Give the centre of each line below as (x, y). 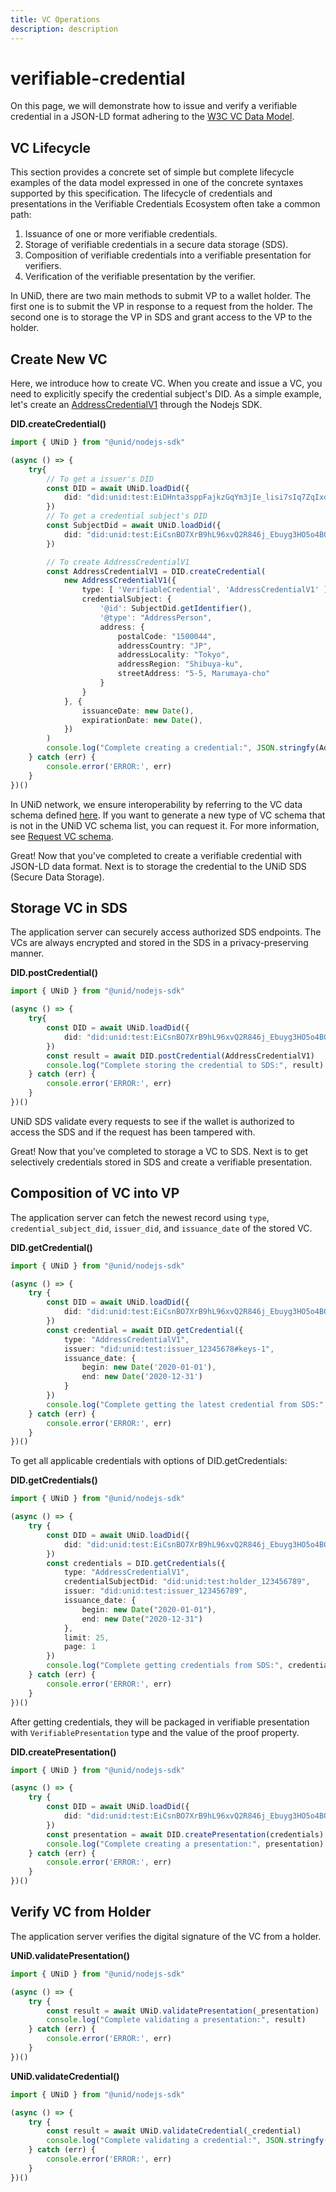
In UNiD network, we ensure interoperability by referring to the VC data (156, 804)
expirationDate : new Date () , (142, 720)
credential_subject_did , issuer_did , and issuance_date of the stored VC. (161, 1228)
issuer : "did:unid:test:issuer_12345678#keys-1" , (169, 1349)
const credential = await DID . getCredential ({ (145, 1330)
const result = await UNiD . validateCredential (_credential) (174, 2131)
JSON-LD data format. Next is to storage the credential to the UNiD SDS (158, 866)
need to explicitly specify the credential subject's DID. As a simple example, (166, 394)
